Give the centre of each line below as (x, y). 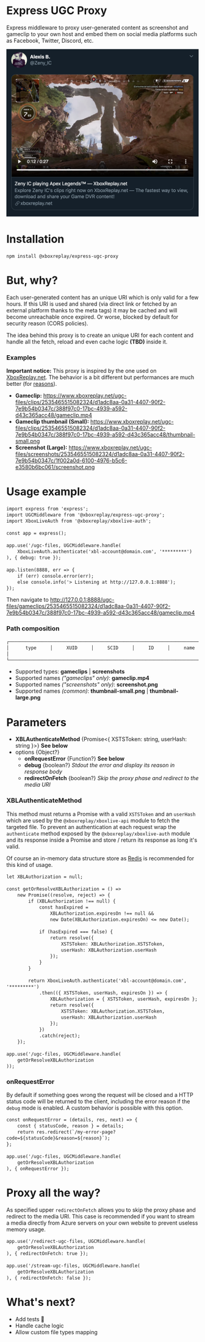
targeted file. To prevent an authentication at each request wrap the (91, 827)
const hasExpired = (63, 907)
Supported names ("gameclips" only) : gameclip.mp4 (82, 678)
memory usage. (26, 1229)
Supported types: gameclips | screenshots (70, 672)
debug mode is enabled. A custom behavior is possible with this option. (95, 1108)
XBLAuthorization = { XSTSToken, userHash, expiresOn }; (124, 999)
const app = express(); (37, 533)
